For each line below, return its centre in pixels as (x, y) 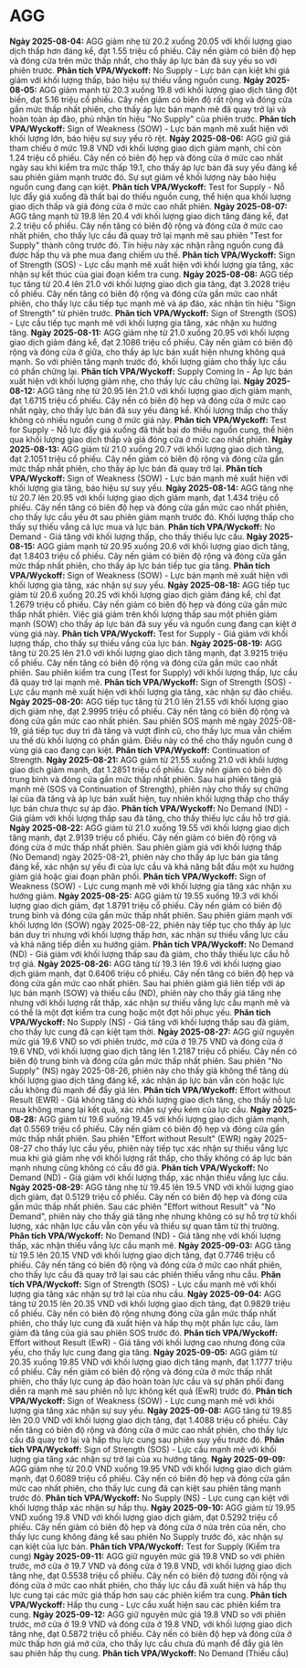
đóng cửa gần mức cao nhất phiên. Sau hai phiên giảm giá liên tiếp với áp (148, 983)
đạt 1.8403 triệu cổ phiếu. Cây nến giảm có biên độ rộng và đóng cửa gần (148, 556)
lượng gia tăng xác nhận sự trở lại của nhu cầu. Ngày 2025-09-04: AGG (145, 1293)
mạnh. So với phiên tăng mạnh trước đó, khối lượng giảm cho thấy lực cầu (148, 361)
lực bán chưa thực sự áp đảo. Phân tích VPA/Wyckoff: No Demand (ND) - (149, 808)
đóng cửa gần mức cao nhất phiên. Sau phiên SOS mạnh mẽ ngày (133, 721)
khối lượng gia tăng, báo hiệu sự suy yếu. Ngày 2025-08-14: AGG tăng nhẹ (152, 488)
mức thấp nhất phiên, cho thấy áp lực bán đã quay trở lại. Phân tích (136, 468)
